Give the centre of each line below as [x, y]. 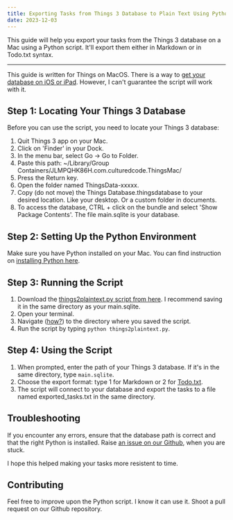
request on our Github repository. [55, 509]
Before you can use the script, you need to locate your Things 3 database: [113, 128]
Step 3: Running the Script [65, 283]
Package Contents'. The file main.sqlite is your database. [98, 215]
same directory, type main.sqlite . [66, 374]
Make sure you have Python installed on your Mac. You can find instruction [114, 253]
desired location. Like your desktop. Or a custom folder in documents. [117, 200]
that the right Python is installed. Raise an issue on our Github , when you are [116, 442]
